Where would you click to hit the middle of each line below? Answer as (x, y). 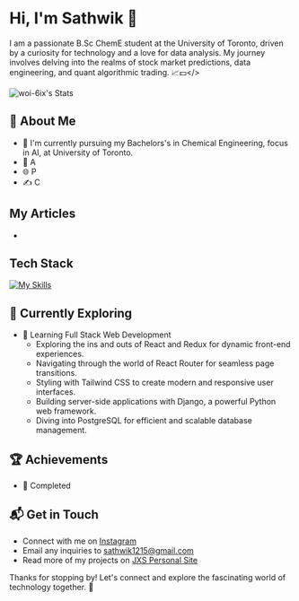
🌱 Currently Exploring (71, 313)
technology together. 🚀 (52, 587)
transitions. (57, 373)
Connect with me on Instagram (79, 541)
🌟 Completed (47, 485)
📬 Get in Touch (54, 515)
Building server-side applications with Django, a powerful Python (156, 402)
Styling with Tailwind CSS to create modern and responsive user (154, 383)
